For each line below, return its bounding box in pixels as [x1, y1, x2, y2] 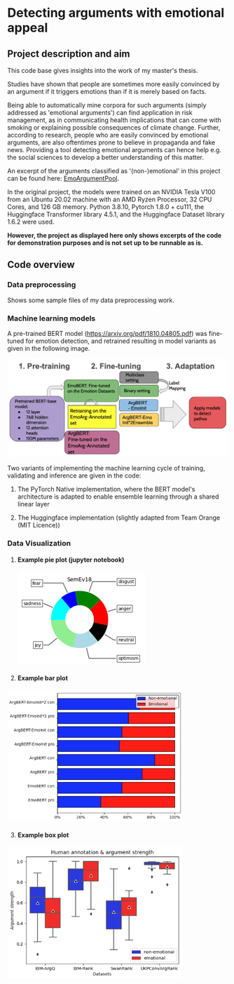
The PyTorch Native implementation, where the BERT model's [17, 485, 195, 493]
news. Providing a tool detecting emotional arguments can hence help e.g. [7, 146, 222, 154]
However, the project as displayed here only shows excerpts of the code [7, 231, 222, 239]
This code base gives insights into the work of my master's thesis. [7, 67, 198, 74]
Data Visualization [7, 538, 71, 548]
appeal [7, 20, 48, 36]
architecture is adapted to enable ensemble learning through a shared [17, 492, 219, 501]
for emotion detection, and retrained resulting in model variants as [25, 337, 216, 345]
